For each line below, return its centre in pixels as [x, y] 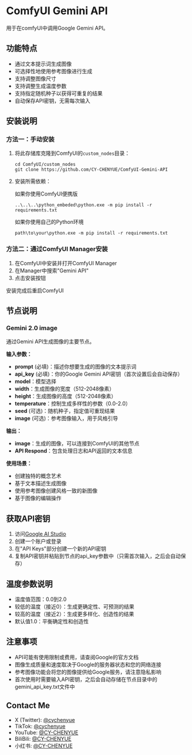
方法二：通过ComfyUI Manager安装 [57, 249]
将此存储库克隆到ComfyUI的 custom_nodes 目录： [72, 153]
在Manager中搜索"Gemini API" [52, 271]
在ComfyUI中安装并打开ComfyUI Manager [66, 263]
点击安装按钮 [30, 278]
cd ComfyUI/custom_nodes [45, 165]
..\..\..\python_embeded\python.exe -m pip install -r [83, 205]
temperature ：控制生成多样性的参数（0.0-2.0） [73, 403]
